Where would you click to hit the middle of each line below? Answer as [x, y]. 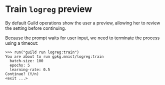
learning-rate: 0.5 [30, 70]
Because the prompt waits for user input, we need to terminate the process [82, 38]
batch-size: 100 [26, 61]
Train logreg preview [49, 9]
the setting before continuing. [36, 28]
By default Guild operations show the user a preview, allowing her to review [83, 23]
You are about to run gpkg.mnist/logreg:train [54, 56]
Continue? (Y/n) [22, 74]
